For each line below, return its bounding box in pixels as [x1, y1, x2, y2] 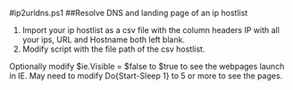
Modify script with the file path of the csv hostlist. [21, 44, 205, 54]
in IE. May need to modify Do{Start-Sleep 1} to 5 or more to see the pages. [9, 70, 283, 81]
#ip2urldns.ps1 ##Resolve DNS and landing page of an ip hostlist [9, 8, 248, 18]
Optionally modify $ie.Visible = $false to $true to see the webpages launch [9, 61, 285, 71]
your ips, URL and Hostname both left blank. [21, 35, 186, 45]
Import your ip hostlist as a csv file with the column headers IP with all [21, 25, 280, 35]
